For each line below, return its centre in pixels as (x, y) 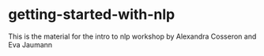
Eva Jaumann (30, 44)
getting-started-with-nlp (92, 15)
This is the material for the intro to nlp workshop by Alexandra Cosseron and (132, 36)
